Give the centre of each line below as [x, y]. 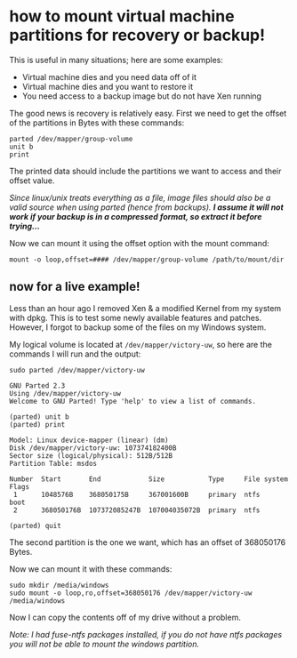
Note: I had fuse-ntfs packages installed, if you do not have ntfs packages [146, 634]
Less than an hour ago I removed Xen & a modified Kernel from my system [145, 308]
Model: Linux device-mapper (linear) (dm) [89, 440]
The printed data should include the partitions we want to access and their [145, 171]
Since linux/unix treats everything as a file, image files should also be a [140, 197]
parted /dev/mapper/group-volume [71, 139]
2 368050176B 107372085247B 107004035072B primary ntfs [136, 510]
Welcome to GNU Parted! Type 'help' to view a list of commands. [132, 401]
